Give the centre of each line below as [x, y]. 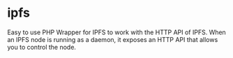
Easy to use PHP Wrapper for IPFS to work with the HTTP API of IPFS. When [117, 32]
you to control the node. [42, 47]
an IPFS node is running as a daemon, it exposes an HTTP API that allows [113, 39]
